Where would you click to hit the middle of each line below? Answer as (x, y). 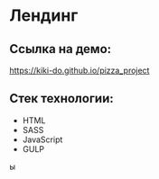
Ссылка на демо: (61, 49)
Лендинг (44, 16)
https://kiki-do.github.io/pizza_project (79, 70)
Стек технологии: (62, 98)
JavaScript (42, 139)
